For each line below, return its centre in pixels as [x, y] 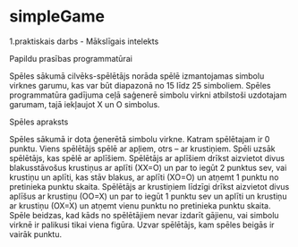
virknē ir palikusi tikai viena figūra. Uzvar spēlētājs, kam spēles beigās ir [142, 225]
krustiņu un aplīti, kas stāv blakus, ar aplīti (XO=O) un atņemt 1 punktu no [144, 177]
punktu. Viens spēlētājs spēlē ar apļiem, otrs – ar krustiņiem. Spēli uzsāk [142, 149]
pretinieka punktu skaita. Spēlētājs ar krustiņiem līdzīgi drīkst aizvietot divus [149, 186]
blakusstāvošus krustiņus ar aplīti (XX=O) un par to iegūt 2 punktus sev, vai [148, 167]
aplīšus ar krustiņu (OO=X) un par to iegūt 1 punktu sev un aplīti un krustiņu [148, 196]
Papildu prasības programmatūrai [71, 58]
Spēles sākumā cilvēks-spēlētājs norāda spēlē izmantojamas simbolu [137, 76]
